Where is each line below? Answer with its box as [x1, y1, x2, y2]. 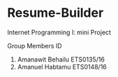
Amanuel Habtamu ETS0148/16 [17, 62, 107, 71]
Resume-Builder [7, 5, 104, 21]
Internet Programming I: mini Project [7, 28, 112, 36]
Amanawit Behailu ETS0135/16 [17, 55, 105, 64]
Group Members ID [7, 41, 62, 50]
